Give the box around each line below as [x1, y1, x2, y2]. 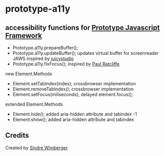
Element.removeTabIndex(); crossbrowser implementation [12, 86, 134, 92]
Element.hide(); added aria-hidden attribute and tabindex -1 [12, 111, 137, 117]
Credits [5, 131, 29, 140]
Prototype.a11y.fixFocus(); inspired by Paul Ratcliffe [12, 61, 120, 67]
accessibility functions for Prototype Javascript [5, 23, 160, 32]
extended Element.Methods [5, 101, 63, 107]
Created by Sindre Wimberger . [5, 144, 69, 150]
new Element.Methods [5, 71, 52, 77]
